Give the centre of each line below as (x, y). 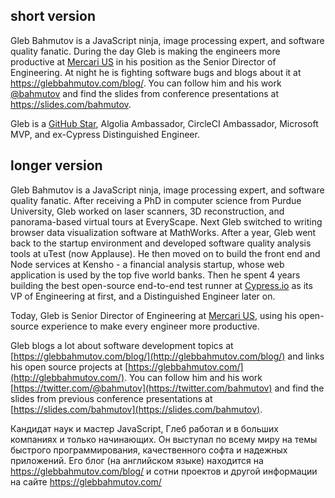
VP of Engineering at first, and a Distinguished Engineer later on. (143, 296)
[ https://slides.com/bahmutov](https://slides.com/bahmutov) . (136, 409)
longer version (56, 165)
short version (53, 16)
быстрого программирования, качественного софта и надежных (149, 450)
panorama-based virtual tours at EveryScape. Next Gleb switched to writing (166, 221)
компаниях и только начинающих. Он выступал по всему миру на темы (164, 439)
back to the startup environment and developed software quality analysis (161, 243)
